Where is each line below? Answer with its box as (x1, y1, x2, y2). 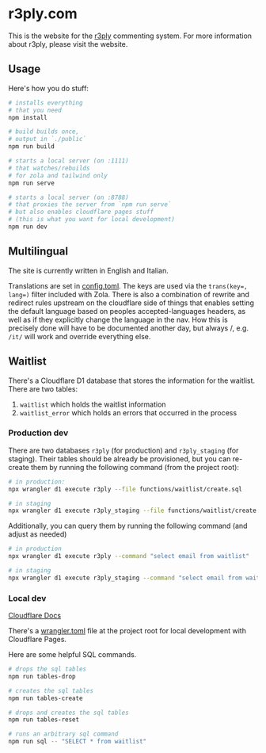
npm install (8, 113, 47, 121)
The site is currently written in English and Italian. (8, 266, 169, 275)
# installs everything (8, 98, 83, 107)
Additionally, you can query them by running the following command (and (8, 521, 248, 531)
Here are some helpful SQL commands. (8, 650, 137, 659)
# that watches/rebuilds (8, 164, 90, 172)
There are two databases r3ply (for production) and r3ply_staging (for (8, 445, 239, 455)
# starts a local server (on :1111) (8, 157, 129, 165)
